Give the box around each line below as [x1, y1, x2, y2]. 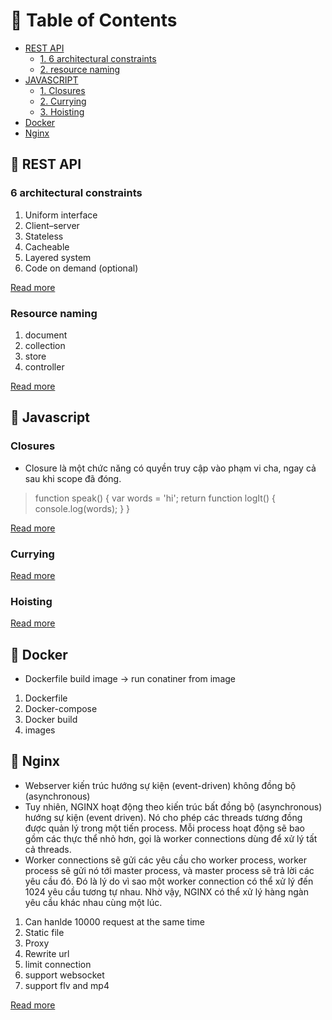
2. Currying [39, 95, 87, 107]
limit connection [24, 958, 92, 970]
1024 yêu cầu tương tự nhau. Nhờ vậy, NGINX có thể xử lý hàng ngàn [24, 885, 309, 898]
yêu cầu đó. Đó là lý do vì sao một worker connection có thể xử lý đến [24, 875, 314, 887]
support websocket [24, 969, 105, 981]
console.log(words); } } [34, 502, 131, 514]
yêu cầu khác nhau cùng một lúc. [24, 896, 163, 908]
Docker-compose [24, 703, 98, 715]
